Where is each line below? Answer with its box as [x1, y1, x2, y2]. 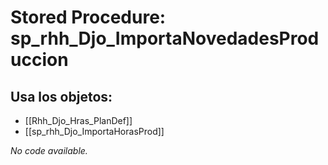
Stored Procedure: [10, 6, 167, 29]
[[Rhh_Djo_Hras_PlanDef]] [24, 115, 133, 126]
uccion [10, 49, 69, 71]
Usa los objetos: [10, 88, 113, 105]
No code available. [10, 145, 88, 156]
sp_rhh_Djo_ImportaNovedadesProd [10, 27, 320, 50]
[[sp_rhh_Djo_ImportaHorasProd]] [24, 126, 165, 137]
